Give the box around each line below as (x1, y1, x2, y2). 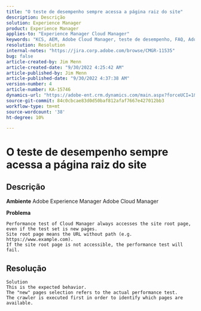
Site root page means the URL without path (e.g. (6, 231, 133, 237)
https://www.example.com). (6, 237, 74, 243)
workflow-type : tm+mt (6, 103, 60, 109)
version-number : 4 (6, 81, 52, 87)
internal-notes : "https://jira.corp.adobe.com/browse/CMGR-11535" (6, 48, 175, 54)
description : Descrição (6, 14, 66, 20)
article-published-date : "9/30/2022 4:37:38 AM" (6, 75, 130, 81)
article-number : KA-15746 (6, 87, 71, 93)
